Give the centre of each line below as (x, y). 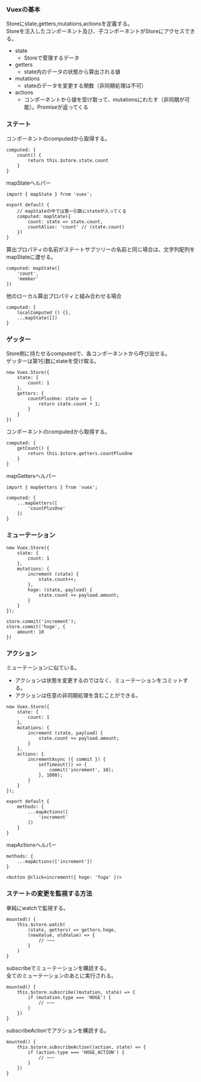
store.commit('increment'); (41, 622)
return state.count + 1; (69, 404)
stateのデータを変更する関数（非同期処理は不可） (85, 86)
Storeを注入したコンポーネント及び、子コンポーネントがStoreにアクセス (95, 31)
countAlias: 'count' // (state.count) (76, 227)
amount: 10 (31, 632)
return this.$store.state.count (68, 160)
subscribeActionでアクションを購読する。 (58, 1030)
